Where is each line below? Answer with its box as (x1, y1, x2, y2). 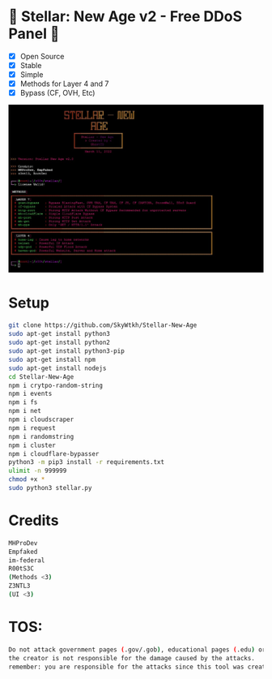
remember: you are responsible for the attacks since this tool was (8, 663, 244, 671)
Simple (19, 70, 44, 80)
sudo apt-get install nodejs (8, 364, 107, 372)
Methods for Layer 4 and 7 (19, 79, 109, 88)
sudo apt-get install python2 (8, 338, 111, 347)
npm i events (8, 389, 53, 398)
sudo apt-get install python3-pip (8, 347, 125, 355)
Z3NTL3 (8, 582, 31, 591)
